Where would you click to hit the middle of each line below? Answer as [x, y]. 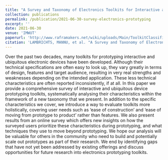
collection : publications [32, 14]
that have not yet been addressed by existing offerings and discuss [74, 147]
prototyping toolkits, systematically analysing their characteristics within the [83, 93]
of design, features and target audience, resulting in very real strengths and [83, 72]
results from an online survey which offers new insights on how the [74, 120]
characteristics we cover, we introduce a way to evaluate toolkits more [78, 104]
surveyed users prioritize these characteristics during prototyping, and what [83, 125]
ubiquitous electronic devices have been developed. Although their [74, 62]
